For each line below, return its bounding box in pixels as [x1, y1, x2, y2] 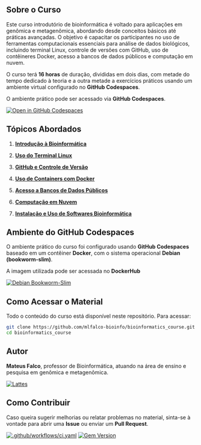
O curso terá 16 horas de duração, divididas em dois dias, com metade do [6, 70, 190, 77]
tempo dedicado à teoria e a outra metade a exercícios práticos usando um [6, 77, 193, 84]
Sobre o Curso [6, 5, 61, 15]
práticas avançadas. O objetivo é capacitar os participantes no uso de [6, 33, 180, 41]
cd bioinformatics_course [6, 330, 71, 336]
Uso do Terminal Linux [14, 151, 72, 159]
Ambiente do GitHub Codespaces [6, 228, 134, 238]
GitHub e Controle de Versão [14, 163, 88, 171]
